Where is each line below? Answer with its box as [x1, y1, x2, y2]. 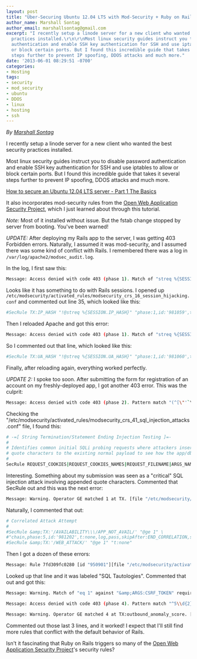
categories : [6, 63, 35, 69]
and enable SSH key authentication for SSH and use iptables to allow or [6, 164, 179, 171]
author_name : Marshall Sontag [6, 19, 80, 25]
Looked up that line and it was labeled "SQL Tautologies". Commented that [6, 573, 186, 580]
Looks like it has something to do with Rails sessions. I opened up [6, 287, 165, 294]
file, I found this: [22, 422, 62, 430]
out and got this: [6, 579, 46, 585]
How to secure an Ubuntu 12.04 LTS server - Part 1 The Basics [6, 188, 157, 195]
